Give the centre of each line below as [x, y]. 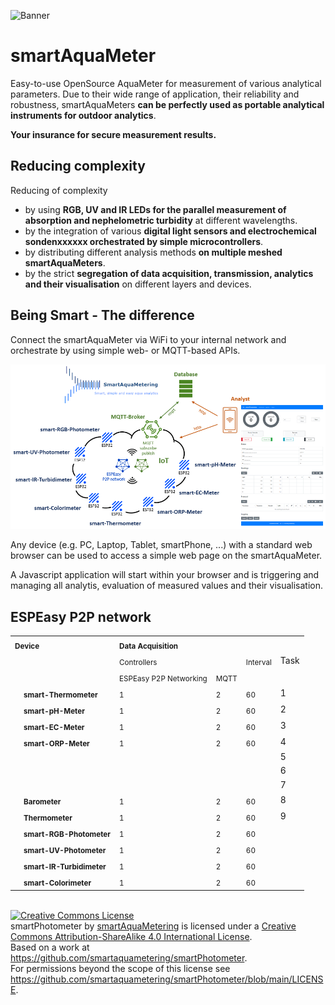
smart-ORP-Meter [56, 743]
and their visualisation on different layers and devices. [138, 284]
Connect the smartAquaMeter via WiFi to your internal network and [148, 339]
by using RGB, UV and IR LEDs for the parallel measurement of [155, 209]
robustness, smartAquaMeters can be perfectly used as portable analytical [167, 104]
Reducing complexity [78, 166]
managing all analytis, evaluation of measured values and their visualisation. [167, 586]
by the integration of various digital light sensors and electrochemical [170, 231]
